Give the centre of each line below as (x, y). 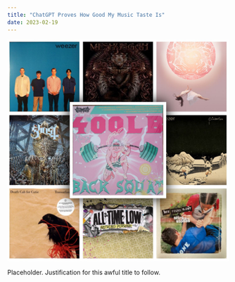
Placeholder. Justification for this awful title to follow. (84, 273)
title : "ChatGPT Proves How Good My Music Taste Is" (86, 15)
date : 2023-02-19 (33, 22)
